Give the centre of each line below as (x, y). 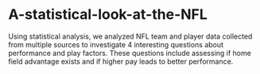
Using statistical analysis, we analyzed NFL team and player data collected (130, 36)
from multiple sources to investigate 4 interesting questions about (116, 44)
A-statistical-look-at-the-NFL (108, 15)
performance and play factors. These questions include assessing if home (130, 53)
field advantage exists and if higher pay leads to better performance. (121, 61)
